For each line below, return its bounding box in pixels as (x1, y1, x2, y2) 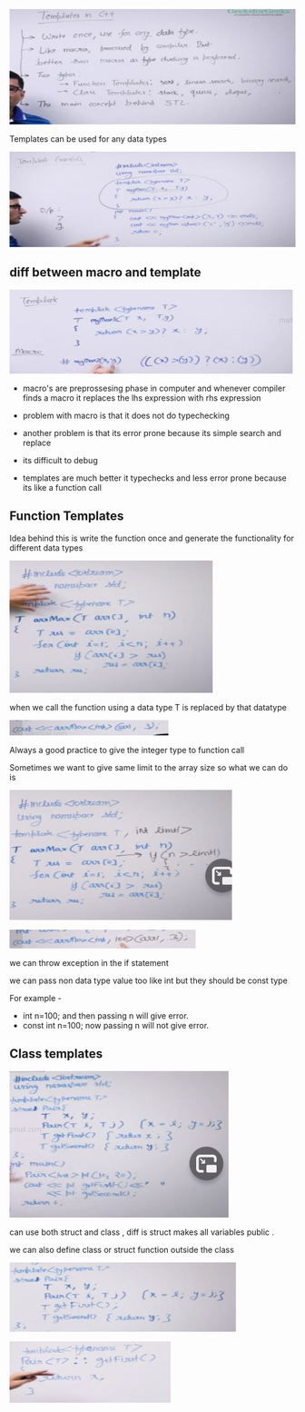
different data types (9, 542, 84, 553)
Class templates (9, 1046, 103, 1062)
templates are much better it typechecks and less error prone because (22, 472, 288, 483)
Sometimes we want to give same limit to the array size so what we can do (9, 761, 289, 772)
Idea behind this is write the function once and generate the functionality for (9, 532, 295, 543)
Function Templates (9, 509, 124, 524)
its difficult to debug (22, 454, 98, 465)
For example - (9, 992, 62, 1003)
